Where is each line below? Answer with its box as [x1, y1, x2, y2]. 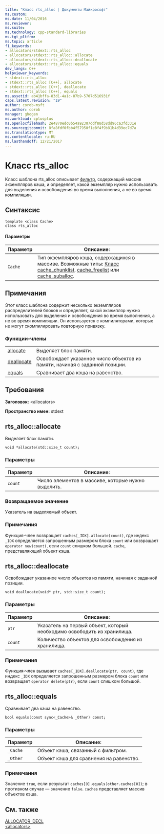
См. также [5, 805, 39, 813]
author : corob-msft [5, 103, 45, 108]
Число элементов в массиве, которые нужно [37, 477, 145, 484]
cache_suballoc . [37, 272, 75, 279]
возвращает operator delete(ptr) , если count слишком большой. [5, 678, 141, 684]
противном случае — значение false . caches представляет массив [5, 786, 145, 792]
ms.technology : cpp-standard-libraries [5, 30, 86, 35]
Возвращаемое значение [5, 497, 69, 504]
